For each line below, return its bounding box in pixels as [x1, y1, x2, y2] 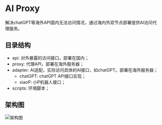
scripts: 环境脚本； [12, 85, 50, 91]
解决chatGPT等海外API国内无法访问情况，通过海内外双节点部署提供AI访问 [5, 19, 153, 25]
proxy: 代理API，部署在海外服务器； [12, 61, 84, 67]
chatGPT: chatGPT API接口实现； [19, 73, 86, 79]
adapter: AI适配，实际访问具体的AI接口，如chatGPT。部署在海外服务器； [12, 67, 158, 73]
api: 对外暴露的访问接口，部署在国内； [12, 55, 89, 61]
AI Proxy [5, 3, 40, 14]
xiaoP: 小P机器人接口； [19, 79, 66, 85]
